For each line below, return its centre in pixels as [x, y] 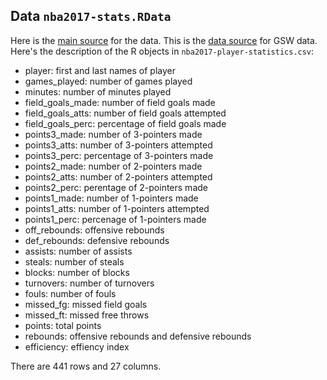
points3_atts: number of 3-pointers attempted [118, 145]
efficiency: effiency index [77, 346]
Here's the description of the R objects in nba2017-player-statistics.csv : [162, 51]
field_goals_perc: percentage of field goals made [125, 123]
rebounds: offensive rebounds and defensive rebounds [138, 336]
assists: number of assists [78, 251]
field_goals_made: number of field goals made [120, 102]
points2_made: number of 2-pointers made [113, 166]
